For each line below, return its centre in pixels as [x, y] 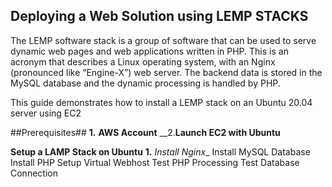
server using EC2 [46, 113]
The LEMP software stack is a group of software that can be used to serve [163, 40]
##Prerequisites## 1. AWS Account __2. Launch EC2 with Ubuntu [145, 132]
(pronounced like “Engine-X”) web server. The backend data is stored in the [166, 72]
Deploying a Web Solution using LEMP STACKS [159, 16]
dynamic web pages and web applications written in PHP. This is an [149, 51]
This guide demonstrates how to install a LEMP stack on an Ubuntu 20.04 [161, 102]
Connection [34, 173]
